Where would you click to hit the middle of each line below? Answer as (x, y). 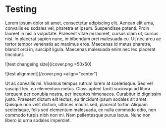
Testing (21, 9)
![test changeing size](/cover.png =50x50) (48, 64)
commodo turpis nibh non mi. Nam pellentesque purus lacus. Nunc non (78, 115)
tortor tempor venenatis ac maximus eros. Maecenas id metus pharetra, (78, 44)
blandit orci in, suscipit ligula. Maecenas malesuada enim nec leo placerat (80, 49)
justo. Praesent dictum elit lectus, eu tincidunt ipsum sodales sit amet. (76, 99)
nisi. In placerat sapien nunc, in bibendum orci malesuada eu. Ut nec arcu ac (83, 39)
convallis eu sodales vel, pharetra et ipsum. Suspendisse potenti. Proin (77, 28)
